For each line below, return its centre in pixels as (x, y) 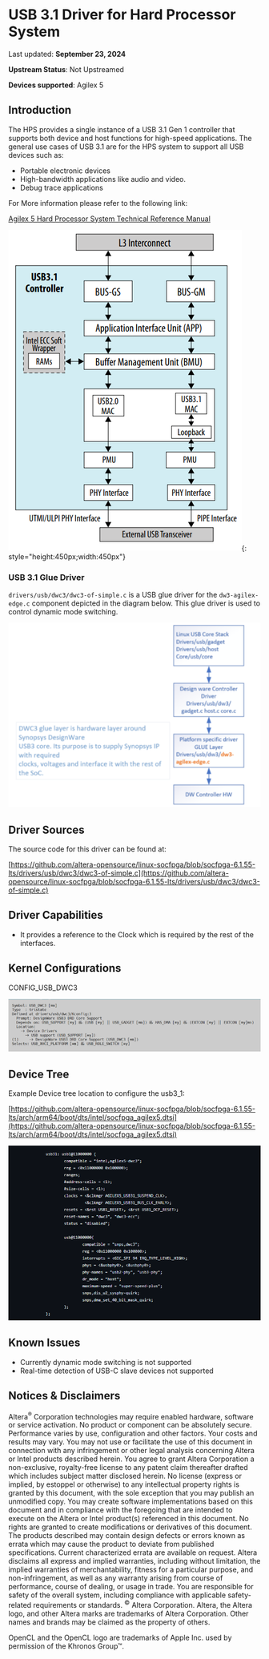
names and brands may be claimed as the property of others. (109, 1622)
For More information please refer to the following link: (98, 203)
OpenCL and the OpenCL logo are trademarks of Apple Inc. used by (120, 1637)
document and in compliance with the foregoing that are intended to (120, 1510)
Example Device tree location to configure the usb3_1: (97, 1093)
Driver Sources (47, 829)
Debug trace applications (62, 187)
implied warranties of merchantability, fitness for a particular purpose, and (131, 1570)
